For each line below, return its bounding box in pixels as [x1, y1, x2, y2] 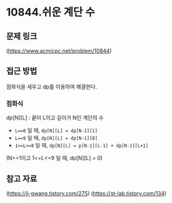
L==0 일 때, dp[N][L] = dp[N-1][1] [14, 127, 98, 134]
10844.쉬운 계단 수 [6, 5, 96, 19]
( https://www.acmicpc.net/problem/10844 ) [6, 47, 112, 54]
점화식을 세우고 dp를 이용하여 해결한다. [6, 83, 97, 90]
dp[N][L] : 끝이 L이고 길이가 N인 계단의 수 [6, 114, 104, 121]
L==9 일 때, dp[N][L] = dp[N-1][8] [14, 134, 98, 142]
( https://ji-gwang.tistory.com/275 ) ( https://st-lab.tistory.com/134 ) [6, 189, 167, 197]
